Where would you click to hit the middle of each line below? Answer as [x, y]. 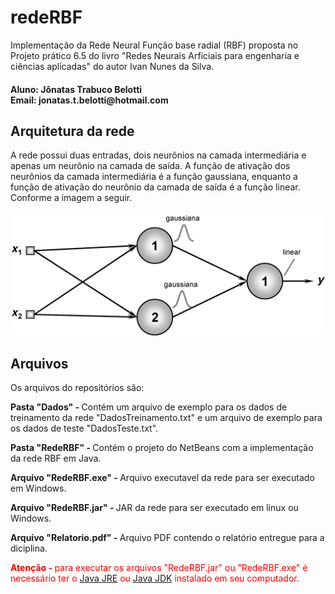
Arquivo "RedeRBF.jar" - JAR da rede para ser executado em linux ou [154, 508]
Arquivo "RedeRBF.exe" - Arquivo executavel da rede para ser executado [162, 478]
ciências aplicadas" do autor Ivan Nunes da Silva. [112, 66]
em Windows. [38, 488]
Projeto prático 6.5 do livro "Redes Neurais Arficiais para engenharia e [155, 55]
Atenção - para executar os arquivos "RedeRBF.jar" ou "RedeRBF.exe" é [159, 568]
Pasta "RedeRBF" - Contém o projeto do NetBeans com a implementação [162, 448]
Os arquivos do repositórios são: [77, 388]
